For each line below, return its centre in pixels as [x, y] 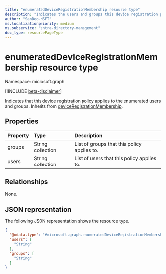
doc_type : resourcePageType [34, 33]
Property [18, 135]
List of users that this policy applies [115, 158]
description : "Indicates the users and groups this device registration [82, 14]
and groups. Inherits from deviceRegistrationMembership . [64, 106]
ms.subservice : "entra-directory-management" [53, 28]
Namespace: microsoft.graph [35, 81]
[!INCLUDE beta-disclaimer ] [33, 91]
